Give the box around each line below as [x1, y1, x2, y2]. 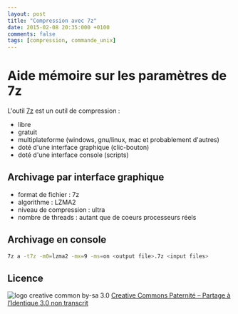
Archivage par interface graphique [7, 171, 165, 183]
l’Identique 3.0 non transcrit [7, 299, 89, 308]
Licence [7, 272, 44, 284]
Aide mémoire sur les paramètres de [7, 68, 227, 84]
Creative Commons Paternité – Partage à [111, 291, 231, 300]
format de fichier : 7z [17, 190, 80, 198]
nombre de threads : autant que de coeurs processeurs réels [17, 213, 197, 221]
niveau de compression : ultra [17, 205, 105, 214]
